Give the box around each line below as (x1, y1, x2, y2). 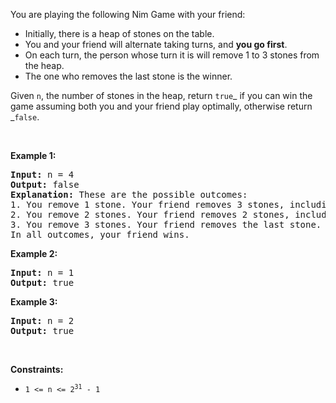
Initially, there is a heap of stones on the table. (24, 28, 215, 39)
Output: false (10, 179, 80, 190)
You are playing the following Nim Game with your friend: (10, 9, 246, 20)
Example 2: (10, 248, 58, 259)
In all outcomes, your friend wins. (10, 229, 190, 240)
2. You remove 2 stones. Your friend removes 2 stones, (10, 209, 290, 220)
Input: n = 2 (10, 315, 75, 326)
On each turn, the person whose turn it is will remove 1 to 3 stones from (24, 49, 320, 61)
